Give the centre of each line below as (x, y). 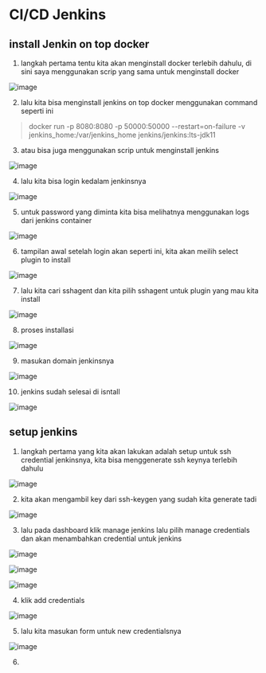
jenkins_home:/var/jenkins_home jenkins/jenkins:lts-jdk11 (122, 135)
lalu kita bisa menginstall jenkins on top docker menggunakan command (139, 102)
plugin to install (45, 260)
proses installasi (47, 330)
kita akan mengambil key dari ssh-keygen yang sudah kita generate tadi (139, 499)
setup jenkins (43, 432)
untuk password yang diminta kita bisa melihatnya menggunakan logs (135, 212)
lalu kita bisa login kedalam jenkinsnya (83, 181)
